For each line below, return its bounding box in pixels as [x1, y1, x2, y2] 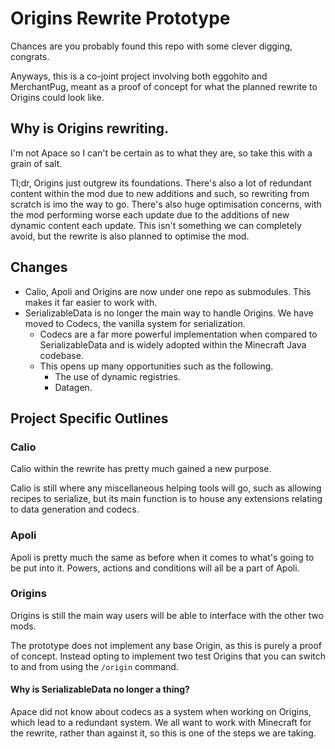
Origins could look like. [10, 91, 105, 103]
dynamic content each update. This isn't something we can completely [10, 219, 302, 231]
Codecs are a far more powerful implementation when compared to [39, 328, 318, 340]
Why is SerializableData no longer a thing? [10, 683, 190, 696]
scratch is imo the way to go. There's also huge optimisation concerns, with [10, 198, 322, 210]
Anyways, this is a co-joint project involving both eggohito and [10, 70, 268, 82]
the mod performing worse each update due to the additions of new [10, 208, 290, 221]
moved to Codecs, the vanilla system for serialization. [24, 317, 246, 329]
